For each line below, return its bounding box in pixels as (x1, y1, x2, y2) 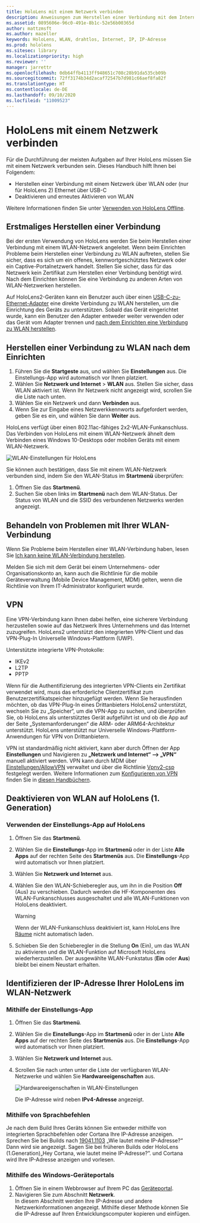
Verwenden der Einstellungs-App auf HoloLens (6, 821, 146, 829)
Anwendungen (6, 732, 42, 740)
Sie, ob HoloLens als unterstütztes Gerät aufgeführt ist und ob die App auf (6, 713, 189, 721)
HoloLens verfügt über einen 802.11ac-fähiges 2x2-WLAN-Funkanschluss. (6, 424, 189, 431)
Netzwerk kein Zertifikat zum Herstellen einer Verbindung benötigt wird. (6, 269, 183, 277)
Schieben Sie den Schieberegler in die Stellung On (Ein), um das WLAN (14, 942, 190, 949)
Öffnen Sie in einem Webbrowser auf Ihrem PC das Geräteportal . (14, 1184, 174, 1192)
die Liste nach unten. (14, 393, 67, 400)
